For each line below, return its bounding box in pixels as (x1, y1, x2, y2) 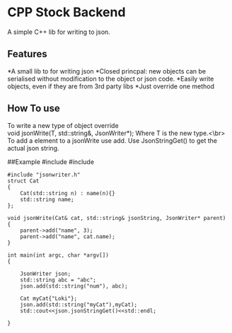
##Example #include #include (7, 157, 94, 166)
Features (7, 48, 47, 60)
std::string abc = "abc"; (20, 276, 97, 284)
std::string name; (20, 196, 74, 203)
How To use (7, 103, 60, 115)
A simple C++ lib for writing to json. (7, 28, 111, 36)
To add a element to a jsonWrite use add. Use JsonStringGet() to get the (7, 136, 218, 145)
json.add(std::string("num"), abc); (20, 282, 129, 290)
